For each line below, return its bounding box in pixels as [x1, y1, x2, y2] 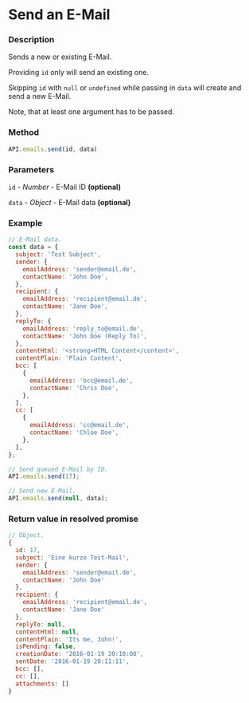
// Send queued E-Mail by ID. [8, 465, 109, 473]
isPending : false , [15, 642, 77, 651]
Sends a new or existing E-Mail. [8, 52, 112, 61]
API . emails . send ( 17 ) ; [8, 472, 80, 480]
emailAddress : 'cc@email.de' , [29, 421, 130, 429]
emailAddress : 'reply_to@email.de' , [22, 325, 145, 333]
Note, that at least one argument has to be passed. [8, 107, 175, 117]
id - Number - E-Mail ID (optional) [8, 182, 122, 192]
